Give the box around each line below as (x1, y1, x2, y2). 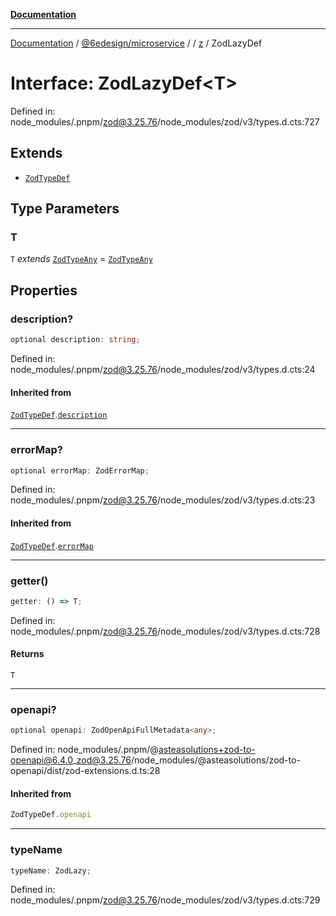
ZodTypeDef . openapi (10, 810, 92, 820)
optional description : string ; (10, 335, 141, 345)
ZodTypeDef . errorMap (10, 539, 94, 551)
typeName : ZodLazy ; (10, 865, 92, 876)
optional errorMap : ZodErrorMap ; (10, 465, 150, 476)
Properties (10, 282, 78, 299)
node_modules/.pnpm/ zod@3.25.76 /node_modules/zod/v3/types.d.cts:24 (10, 364, 316, 375)
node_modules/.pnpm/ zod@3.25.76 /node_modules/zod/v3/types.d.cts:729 (10, 894, 321, 906)
